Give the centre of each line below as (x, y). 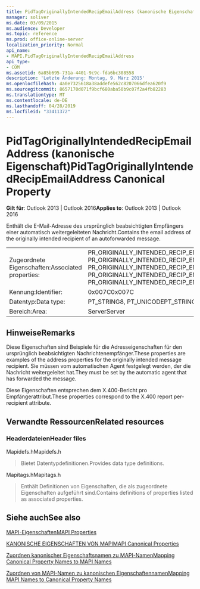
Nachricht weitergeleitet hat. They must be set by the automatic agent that (96, 373)
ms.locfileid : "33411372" (38, 111)
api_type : (18, 61)
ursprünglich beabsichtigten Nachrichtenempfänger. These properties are (96, 354)
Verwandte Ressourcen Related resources (85, 422)
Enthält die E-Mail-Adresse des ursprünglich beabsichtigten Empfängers (95, 226)
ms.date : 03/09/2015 (32, 23)
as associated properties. (52, 499)
